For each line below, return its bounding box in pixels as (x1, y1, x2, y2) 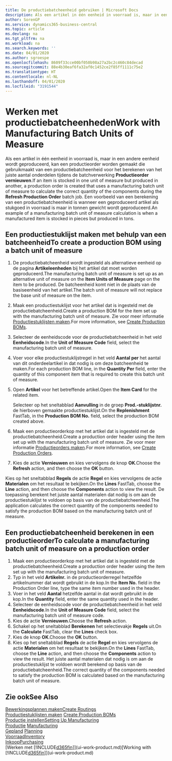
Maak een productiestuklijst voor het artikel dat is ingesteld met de (12, 302, 154, 308)
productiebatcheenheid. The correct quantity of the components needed (12, 667, 165, 673)
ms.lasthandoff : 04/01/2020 (5, 79, 66, 84)
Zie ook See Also (5, 692, 58, 701)
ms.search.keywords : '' (5, 46, 56, 51)
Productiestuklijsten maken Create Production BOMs (5, 712, 116, 717)
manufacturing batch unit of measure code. (12, 612, 105, 619)
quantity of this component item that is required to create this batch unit (12, 371, 165, 377)
